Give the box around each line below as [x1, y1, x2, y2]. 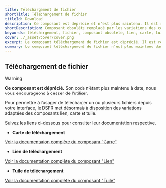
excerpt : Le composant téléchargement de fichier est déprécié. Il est [5, 40, 156, 45]
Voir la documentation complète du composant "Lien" [5, 158, 115, 164]
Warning [5, 75, 22, 82]
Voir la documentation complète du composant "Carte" [5, 139, 117, 145]
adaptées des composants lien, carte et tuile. [5, 110, 97, 116]
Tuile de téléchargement [12, 168, 64, 174]
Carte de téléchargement [12, 130, 65, 136]
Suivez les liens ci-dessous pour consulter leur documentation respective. [5, 120, 156, 126]
